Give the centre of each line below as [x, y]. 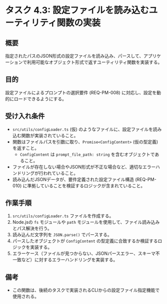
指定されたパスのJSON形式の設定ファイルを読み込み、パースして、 [74, 56]
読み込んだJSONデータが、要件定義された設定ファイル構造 [73, 179]
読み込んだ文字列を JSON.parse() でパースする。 [62, 235]
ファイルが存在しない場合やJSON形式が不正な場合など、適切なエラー [84, 167]
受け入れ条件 [25, 116]
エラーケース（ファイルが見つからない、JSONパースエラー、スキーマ [84, 253]
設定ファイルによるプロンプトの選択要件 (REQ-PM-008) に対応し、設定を [81, 92]
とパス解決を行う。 [32, 228]
